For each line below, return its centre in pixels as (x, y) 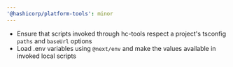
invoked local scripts (46, 56)
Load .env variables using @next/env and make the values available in (116, 48)
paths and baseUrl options (54, 41)
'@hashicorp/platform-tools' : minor (60, 14)
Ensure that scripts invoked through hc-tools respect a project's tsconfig (121, 33)
